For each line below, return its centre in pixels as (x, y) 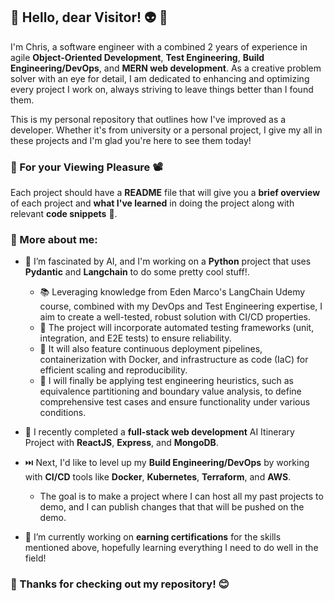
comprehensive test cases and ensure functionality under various (175, 402)
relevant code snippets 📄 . (64, 214)
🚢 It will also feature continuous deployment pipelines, (151, 349)
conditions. (63, 413)
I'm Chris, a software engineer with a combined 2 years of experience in (159, 46)
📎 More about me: (54, 240)
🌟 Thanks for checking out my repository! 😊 (120, 584)
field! (35, 558)
